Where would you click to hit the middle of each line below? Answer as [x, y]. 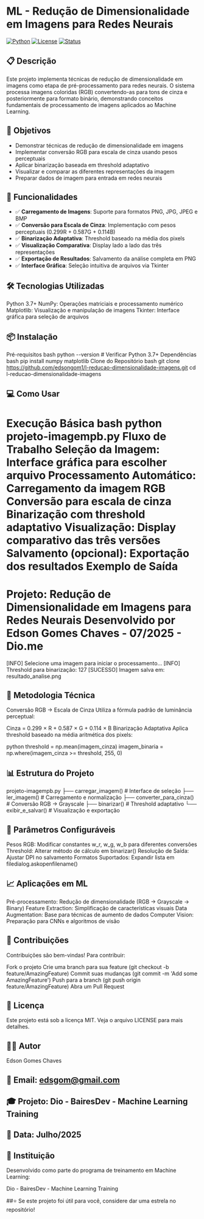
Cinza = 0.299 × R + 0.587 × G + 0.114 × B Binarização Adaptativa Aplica [97, 728]
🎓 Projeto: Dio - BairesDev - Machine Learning [97, 1101]
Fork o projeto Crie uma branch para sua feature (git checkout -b [88, 967]
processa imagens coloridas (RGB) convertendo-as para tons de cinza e [97, 92]
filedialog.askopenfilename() [42, 864]
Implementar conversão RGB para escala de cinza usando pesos [96, 152]
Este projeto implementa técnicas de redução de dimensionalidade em [95, 79]
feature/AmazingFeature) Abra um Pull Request [65, 986]
